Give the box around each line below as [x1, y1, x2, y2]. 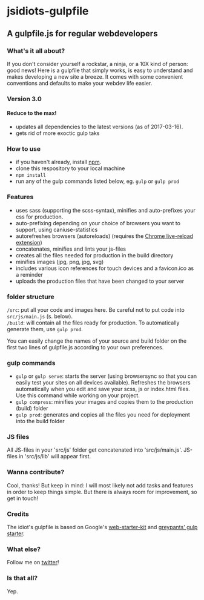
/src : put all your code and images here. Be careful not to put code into [7, 306, 185, 313]
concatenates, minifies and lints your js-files [15, 245, 127, 252]
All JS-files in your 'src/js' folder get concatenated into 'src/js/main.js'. [7, 446, 182, 453]
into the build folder [15, 418, 65, 425]
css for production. [15, 213, 64, 220]
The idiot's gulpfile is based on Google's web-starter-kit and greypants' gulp [7, 524, 198, 531]
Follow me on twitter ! [7, 559, 59, 566]
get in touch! [7, 495, 39, 502]
